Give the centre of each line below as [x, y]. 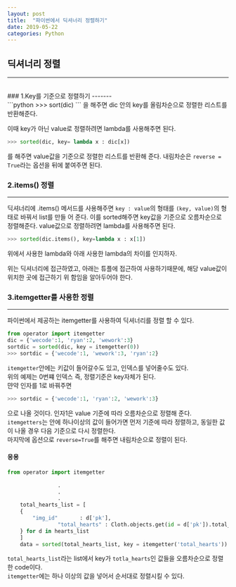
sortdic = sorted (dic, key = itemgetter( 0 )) [73, 347]
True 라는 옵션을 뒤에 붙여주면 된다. [55, 165]
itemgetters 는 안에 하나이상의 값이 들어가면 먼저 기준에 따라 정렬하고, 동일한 [112, 422]
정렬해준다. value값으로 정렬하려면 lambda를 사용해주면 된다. [91, 226]
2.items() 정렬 [31, 185]
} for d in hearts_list [55, 531]
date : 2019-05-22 [33, 27]
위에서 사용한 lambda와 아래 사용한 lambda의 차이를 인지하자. [92, 253]
